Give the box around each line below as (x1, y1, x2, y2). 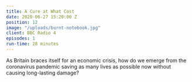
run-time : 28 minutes (6, 41, 59, 47)
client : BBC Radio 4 (6, 30, 57, 36)
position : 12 (6, 19, 38, 25)
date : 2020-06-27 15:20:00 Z (6, 14, 77, 20)
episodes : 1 (6, 35, 35, 41)
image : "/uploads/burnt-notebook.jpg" (6, 24, 101, 31)
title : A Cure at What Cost (6, 8, 75, 15)
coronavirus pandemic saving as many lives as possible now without (6, 63, 172, 70)
